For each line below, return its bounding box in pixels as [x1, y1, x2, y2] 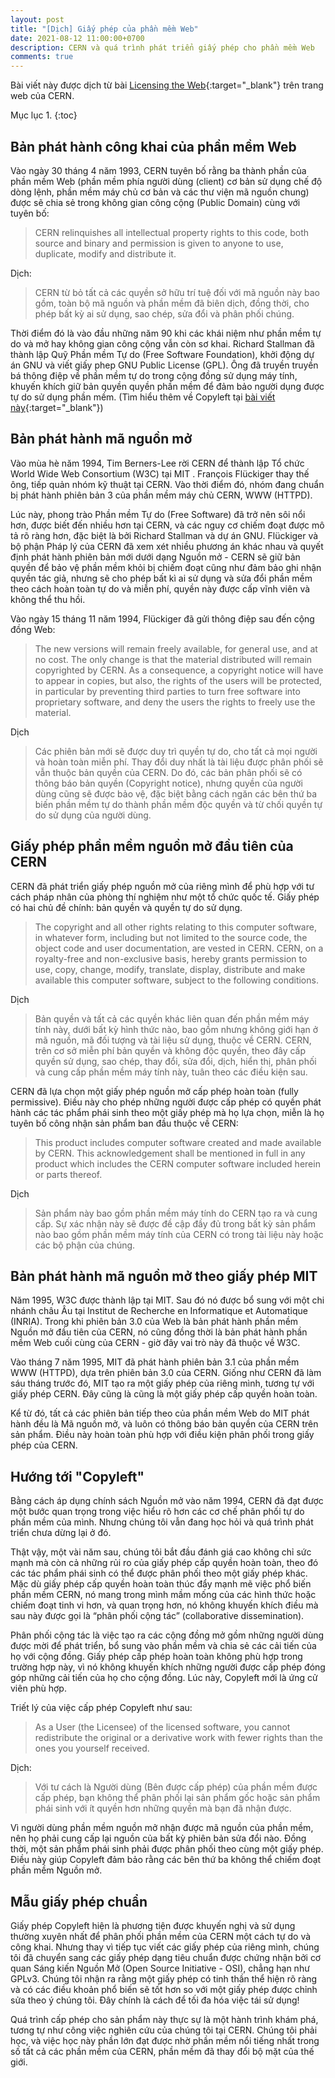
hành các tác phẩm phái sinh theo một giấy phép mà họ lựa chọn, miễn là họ [10, 1106, 325, 1118]
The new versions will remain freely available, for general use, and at [34, 642, 318, 655]
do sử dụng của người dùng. [34, 809, 152, 821]
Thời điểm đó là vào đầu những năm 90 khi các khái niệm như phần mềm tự [10, 327, 322, 339]
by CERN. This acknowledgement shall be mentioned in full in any [34, 1147, 306, 1159]
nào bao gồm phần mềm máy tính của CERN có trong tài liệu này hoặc [34, 1228, 324, 1240]
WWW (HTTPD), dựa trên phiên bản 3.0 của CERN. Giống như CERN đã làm [10, 1367, 322, 1379]
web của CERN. [10, 90, 75, 102]
